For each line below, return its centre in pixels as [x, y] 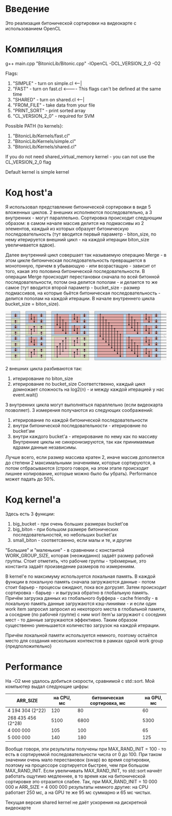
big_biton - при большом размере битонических [66, 529]
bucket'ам [24, 431]
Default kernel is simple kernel [37, 172]
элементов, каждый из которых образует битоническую [67, 228]
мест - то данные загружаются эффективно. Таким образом [71, 620]
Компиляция [34, 49]
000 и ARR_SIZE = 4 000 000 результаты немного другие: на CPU [77, 787]
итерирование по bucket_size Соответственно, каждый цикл [79, 384]
